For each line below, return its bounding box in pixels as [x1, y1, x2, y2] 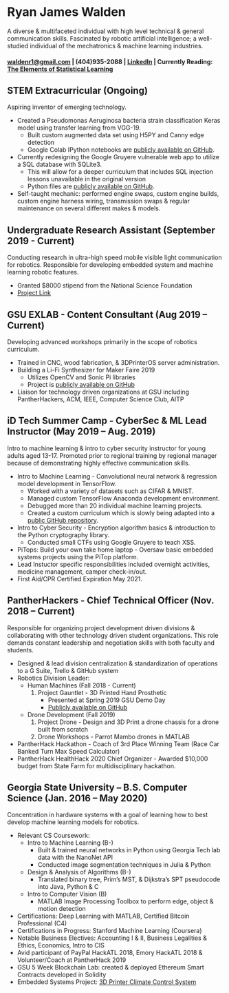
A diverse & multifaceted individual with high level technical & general [7, 27, 204, 35]
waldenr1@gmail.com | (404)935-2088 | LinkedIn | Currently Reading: [7, 57, 213, 66]
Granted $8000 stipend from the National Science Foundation [17, 281, 193, 290]
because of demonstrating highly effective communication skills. [7, 459, 190, 467]
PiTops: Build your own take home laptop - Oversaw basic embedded [17, 545, 214, 554]
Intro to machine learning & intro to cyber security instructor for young [7, 444, 206, 452]
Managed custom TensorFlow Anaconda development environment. [27, 494, 220, 502]
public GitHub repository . [27, 516, 98, 524]
